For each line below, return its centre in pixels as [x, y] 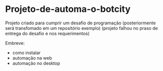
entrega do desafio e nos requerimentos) [47, 33]
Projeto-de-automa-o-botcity [68, 9]
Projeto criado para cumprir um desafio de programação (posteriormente [80, 23]
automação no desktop [36, 63]
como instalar [26, 53]
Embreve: [15, 43]
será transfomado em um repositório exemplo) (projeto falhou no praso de [82, 28]
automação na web [32, 58]
